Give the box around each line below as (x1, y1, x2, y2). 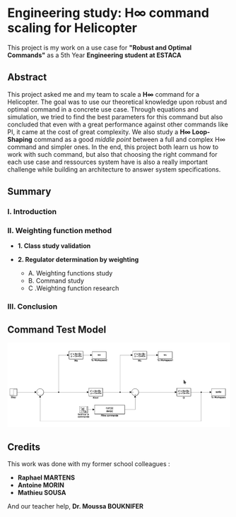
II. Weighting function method (7, 225, 112, 235)
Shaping (7, 135, 33, 143)
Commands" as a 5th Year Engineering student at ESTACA (7, 51, 182, 59)
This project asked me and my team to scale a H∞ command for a (7, 90, 200, 98)
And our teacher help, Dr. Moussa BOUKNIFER (7, 502, 143, 511)
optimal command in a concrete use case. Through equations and (7, 105, 199, 114)
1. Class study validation (17, 242, 91, 250)
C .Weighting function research (28, 284, 119, 292)
